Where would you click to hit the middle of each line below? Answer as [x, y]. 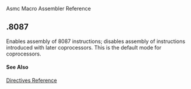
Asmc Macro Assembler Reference [48, 9]
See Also [17, 67]
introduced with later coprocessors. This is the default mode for [84, 47]
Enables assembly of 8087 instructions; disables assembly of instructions [96, 41]
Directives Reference [32, 80]
